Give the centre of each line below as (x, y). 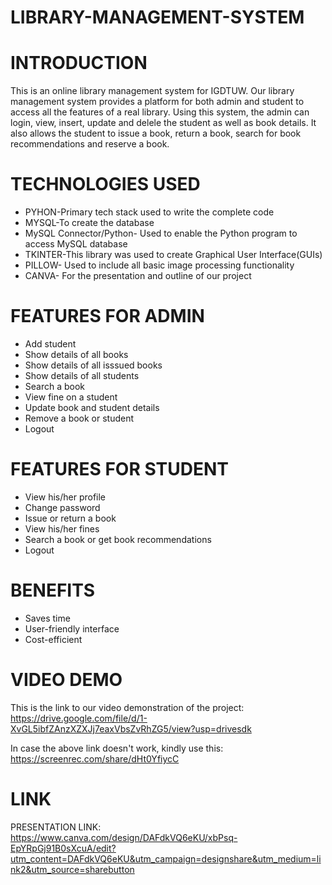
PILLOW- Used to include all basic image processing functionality (159, 265)
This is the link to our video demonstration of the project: (127, 707)
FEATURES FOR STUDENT (120, 469)
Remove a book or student (79, 418)
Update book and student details (92, 407)
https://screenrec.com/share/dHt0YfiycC (95, 758)
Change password (62, 507)
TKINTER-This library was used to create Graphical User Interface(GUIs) (173, 255)
